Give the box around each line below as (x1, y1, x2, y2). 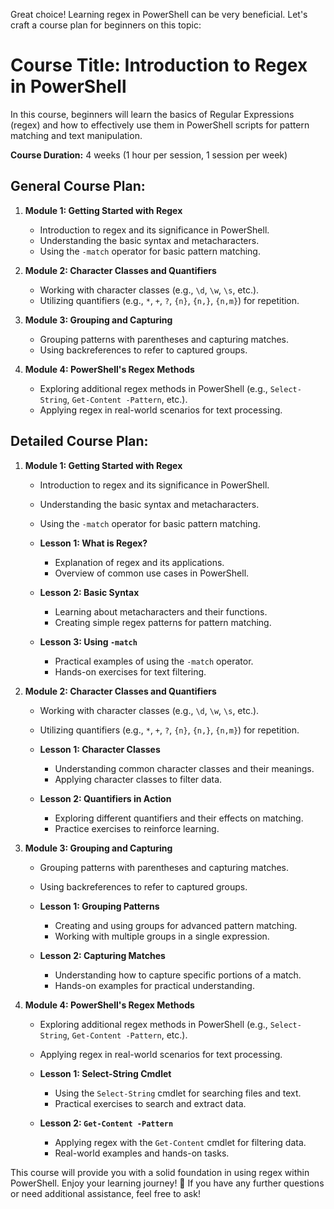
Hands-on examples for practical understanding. (54, 979, 255, 991)
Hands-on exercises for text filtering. (54, 665, 207, 678)
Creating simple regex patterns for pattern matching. (54, 616, 272, 628)
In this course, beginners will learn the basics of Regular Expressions (10, 108, 295, 120)
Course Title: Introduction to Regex (10, 54, 308, 77)
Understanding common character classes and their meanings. (54, 762, 315, 774)
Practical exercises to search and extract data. (54, 1097, 247, 1109)
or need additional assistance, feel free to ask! (10, 1187, 201, 1199)
